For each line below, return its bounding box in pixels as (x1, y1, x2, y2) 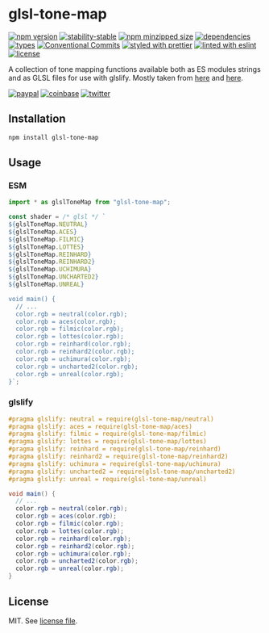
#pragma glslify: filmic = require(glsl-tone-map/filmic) (8, 430, 207, 438)
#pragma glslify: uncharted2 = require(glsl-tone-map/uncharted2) (8, 467, 236, 476)
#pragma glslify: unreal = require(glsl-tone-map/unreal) (8, 475, 207, 483)
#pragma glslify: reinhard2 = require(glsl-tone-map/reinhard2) (8, 453, 229, 461)
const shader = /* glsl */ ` (8, 213, 106, 221)
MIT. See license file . (8, 615, 78, 626)
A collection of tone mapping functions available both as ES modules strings (8, 64, 262, 73)
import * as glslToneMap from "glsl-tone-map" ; (8, 199, 172, 207)
